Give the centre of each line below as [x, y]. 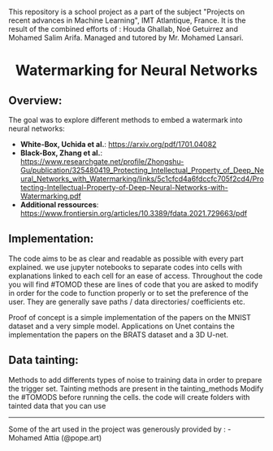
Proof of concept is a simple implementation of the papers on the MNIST [130, 317]
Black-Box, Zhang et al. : [61, 153]
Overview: [35, 100]
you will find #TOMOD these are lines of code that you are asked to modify [133, 284]
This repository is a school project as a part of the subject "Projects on [127, 12]
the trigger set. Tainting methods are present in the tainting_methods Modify [136, 388]
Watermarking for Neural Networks [136, 70]
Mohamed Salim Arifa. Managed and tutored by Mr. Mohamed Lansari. [126, 37]
